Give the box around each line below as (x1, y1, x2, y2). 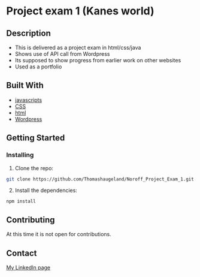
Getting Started (6, 133, 65, 143)
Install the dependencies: (14, 187, 78, 194)
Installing (6, 151, 34, 159)
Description (6, 28, 51, 38)
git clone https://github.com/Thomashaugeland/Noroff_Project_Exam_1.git (6, 176, 195, 182)
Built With (6, 80, 44, 91)
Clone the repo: (14, 164, 54, 171)
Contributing (6, 215, 55, 225)
